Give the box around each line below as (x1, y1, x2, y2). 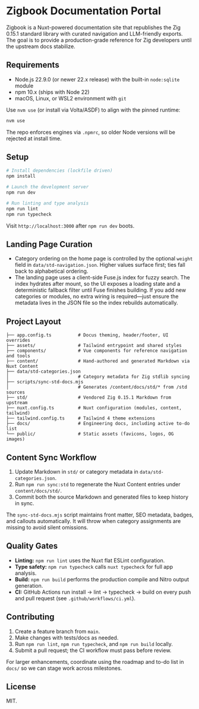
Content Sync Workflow (6, 452, 97, 462)
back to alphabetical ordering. (14, 267, 89, 275)
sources (6, 389, 26, 396)
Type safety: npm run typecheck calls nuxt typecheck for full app (14, 563, 173, 570)
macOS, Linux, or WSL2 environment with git (14, 94, 127, 102)
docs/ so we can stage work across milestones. (6, 664, 122, 672)
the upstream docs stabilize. (6, 43, 75, 50)
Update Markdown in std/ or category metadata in (14, 468, 138, 475)
